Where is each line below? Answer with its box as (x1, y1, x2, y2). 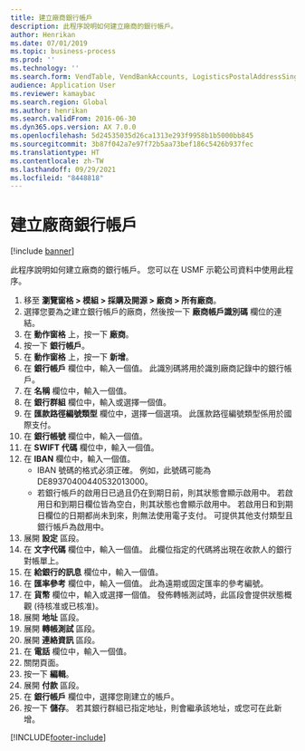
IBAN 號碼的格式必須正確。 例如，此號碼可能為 (36, 465, 212, 476)
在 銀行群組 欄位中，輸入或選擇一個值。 (23, 397, 171, 408)
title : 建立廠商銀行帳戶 (10, 13, 93, 23)
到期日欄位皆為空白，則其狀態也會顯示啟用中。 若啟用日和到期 (61, 499, 293, 510)
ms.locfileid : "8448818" (10, 173, 104, 182)
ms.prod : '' (10, 55, 55, 64)
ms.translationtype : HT (10, 148, 100, 157)
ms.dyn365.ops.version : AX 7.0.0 (10, 123, 137, 132)
